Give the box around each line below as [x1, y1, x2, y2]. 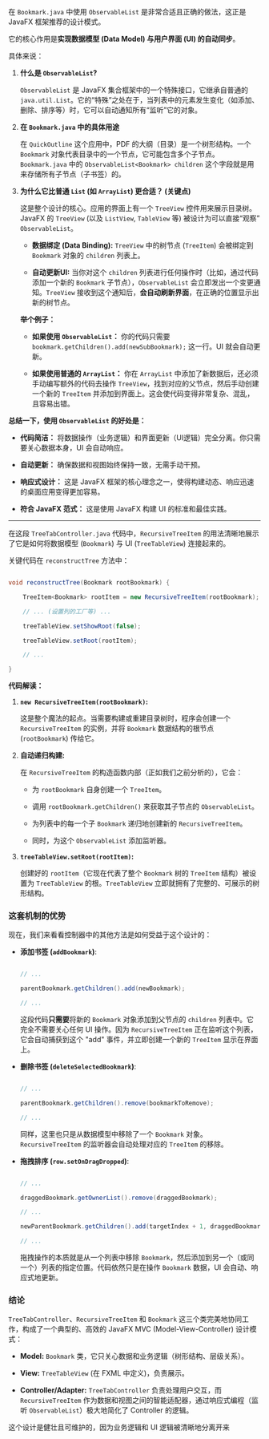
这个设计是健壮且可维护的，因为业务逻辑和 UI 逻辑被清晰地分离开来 [8, 1422, 231, 1433]
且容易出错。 [31, 399, 74, 408]
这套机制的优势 [8, 911, 66, 922]
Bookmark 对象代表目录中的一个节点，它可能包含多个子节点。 [19, 149, 220, 159]
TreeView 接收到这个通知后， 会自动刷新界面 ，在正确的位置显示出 [46, 288, 259, 297]
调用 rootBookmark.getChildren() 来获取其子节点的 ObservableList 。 [31, 802, 259, 811]
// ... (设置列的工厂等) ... [22, 608, 111, 616]
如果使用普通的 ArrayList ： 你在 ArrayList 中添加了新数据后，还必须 [31, 369, 259, 378]
